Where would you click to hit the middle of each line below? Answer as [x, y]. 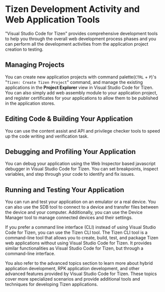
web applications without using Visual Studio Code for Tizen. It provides [79, 243]
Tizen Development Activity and [72, 9]
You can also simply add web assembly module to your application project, [81, 92]
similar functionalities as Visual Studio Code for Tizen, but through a [74, 248]
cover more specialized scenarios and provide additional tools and [73, 279]
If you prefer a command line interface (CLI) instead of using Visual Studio [81, 227]
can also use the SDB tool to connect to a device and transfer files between [82, 207]
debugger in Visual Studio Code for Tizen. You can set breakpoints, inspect [82, 169]
